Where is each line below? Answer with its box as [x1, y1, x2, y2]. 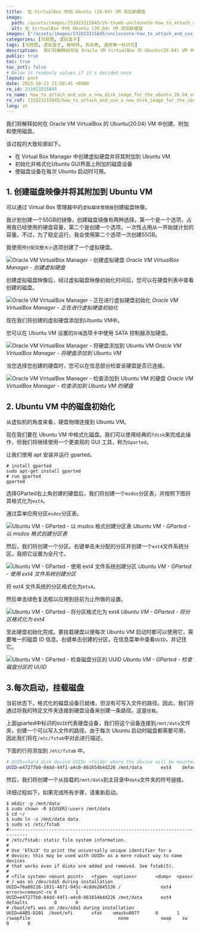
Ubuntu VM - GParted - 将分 [121, 608, 190, 615]
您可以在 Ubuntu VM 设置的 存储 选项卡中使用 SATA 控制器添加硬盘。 [6, 329, 171, 337]
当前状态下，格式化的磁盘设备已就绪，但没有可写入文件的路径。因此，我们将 [6, 699, 194, 706]
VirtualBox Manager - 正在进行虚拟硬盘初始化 [6, 304, 118, 312]
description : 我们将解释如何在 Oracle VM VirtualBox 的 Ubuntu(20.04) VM [6, 48, 187, 54]
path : [11, 20, 26, 26]
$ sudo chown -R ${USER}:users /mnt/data [6, 805, 111, 812]
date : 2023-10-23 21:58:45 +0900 [6, 81, 89, 87]
